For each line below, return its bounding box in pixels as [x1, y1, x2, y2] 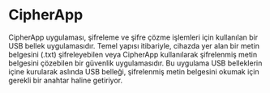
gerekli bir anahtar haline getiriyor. [8, 75, 123, 85]
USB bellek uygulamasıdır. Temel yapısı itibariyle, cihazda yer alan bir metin [8, 40, 259, 50]
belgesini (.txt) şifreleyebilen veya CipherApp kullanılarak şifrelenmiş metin [8, 49, 258, 59]
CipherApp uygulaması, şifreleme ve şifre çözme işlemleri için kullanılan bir [8, 32, 258, 42]
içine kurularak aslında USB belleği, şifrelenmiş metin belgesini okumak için [8, 66, 259, 76]
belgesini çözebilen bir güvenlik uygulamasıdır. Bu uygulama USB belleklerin [8, 58, 263, 68]
